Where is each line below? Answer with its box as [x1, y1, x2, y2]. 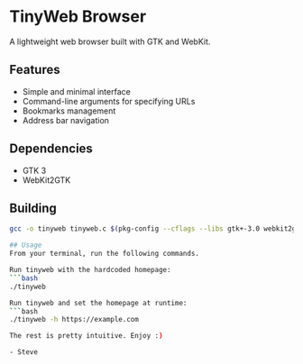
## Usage [9, 241, 42, 250]
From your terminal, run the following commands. [9, 250, 200, 259]
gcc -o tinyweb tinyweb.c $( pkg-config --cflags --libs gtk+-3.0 [9, 224, 260, 233]
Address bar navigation [22, 114, 110, 125]
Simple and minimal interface [22, 86, 131, 96]
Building [9, 200, 57, 215]
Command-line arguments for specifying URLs [22, 96, 196, 106]
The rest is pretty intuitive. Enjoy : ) [9, 332, 164, 341]
